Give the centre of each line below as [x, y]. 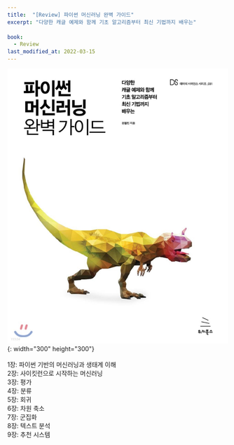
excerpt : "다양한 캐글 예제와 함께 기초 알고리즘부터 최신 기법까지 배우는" [102, 22]
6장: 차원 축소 [26, 408]
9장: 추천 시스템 [29, 435]
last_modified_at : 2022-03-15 [51, 52]
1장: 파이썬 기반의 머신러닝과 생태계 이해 [62, 365]
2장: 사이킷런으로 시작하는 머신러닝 [55, 373]
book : [15, 37]
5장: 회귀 [19, 400]
